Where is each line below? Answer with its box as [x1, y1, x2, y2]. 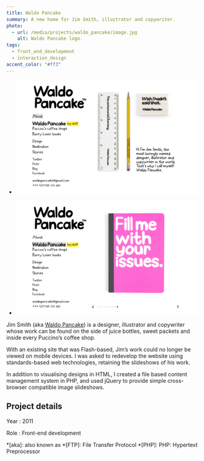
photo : [6, 23, 23, 29]
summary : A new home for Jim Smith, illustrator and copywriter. [6, 16, 175, 23]
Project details [6, 401, 63, 412]
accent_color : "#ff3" [6, 61, 62, 67]
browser [6, 383, 27, 391]
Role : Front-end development [6, 429, 81, 437]
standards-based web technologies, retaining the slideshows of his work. [6, 358, 191, 366]
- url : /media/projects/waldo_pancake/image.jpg [12, 29, 138, 35]
